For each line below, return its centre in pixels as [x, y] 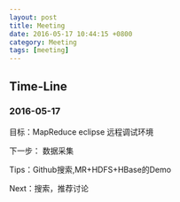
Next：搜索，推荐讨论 [49, 188]
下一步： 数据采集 [41, 151]
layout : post [33, 17]
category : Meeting [43, 42]
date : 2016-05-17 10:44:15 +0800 [71, 34]
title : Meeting [37, 26]
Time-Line [39, 86]
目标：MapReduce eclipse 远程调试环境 [81, 132]
